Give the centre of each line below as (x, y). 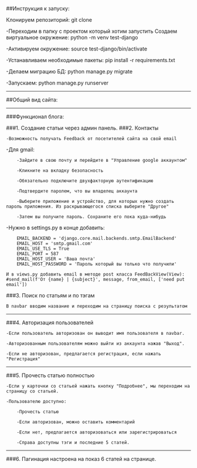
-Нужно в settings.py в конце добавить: (55, 228)
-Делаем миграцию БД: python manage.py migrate (69, 72)
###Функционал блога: (35, 116)
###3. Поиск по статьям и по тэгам (50, 295)
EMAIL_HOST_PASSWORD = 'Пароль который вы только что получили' (97, 264)
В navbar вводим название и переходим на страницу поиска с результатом (97, 306)
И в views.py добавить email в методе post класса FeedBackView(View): (95, 274)
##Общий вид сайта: (32, 100)
